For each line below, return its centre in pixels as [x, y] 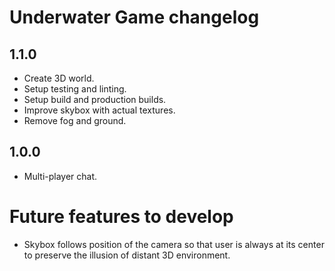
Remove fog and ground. [75, 120]
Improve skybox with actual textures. [99, 110]
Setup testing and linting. [75, 89]
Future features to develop [121, 217]
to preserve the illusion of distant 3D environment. [127, 255]
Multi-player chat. [60, 176]
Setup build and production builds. [95, 99]
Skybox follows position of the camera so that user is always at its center [174, 244]
